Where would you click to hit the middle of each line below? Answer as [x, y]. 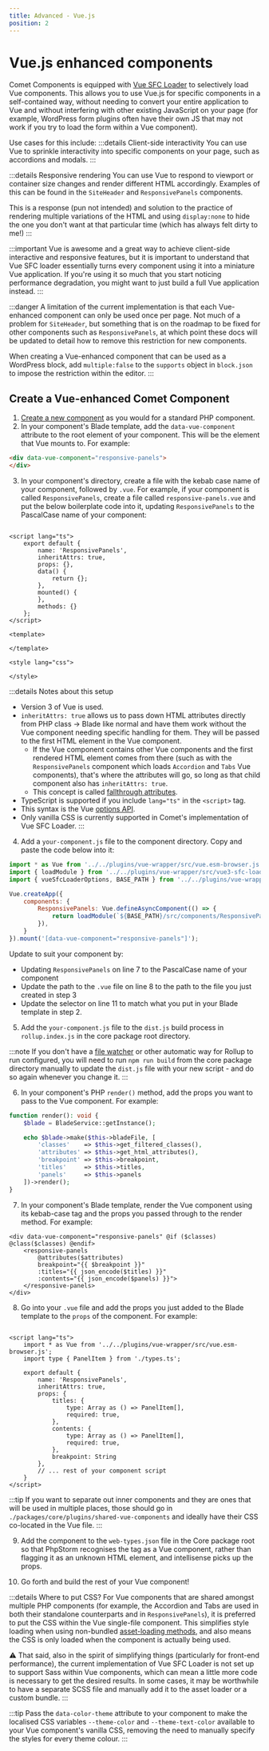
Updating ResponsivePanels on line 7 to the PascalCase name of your [134, 969]
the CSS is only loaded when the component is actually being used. [120, 1639]
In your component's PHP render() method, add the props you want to [137, 1092]
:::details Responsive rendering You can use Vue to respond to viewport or [131, 175]
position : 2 [29, 23]
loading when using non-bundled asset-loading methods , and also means [131, 1631]
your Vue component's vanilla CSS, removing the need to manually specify [132, 1730]
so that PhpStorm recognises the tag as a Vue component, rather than [136, 1549]
